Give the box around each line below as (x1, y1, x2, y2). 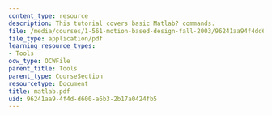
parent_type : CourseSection (8, 72, 104, 80)
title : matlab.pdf (8, 87, 70, 96)
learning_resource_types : (8, 42, 96, 50)
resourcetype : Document (8, 79, 89, 87)
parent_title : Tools (8, 65, 79, 73)
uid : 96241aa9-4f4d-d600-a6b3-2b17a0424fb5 (8, 95, 158, 103)
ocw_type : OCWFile (8, 57, 70, 66)
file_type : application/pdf (8, 34, 104, 43)
